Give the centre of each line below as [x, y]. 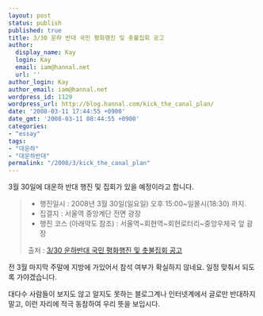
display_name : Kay [46, 52]
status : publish [35, 23]
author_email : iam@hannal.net [58, 89]
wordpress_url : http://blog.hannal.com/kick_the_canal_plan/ [111, 104]
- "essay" [25, 133]
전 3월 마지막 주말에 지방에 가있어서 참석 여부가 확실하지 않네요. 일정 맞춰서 [124, 268]
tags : [17, 141]
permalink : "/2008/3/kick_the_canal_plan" [79, 164]
